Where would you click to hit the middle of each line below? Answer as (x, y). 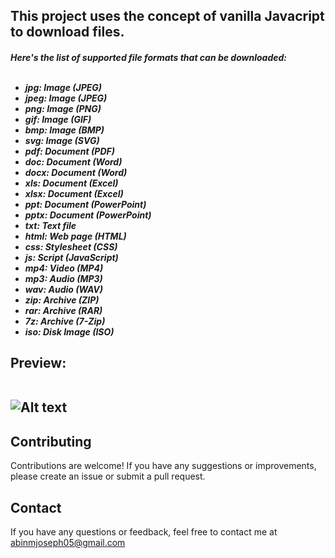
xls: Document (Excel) (71, 183)
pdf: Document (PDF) (69, 151)
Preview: (38, 363)
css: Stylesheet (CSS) (71, 246)
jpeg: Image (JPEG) (66, 98)
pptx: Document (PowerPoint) (88, 215)
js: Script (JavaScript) (71, 257)
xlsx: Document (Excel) (74, 193)
